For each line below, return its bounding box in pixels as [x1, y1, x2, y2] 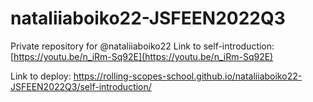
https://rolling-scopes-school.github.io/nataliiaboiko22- [73, 70, 303, 82]
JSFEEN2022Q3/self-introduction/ [10, 80, 152, 92]
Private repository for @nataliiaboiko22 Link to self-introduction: [10, 40, 275, 52]
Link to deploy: [10, 70, 72, 82]
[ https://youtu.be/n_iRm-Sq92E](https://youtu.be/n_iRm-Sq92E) [10, 50, 274, 62]
